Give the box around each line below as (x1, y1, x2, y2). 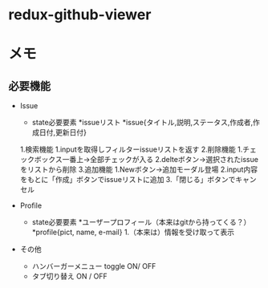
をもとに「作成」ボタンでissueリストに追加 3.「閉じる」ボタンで (19, 175, 236, 185)
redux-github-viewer (8, 6, 152, 24)
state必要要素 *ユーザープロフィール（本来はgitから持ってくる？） (31, 217, 251, 227)
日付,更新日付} (39, 128, 87, 137)
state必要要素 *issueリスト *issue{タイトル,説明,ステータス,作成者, (31, 118, 254, 128)
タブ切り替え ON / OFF (31, 271, 108, 282)
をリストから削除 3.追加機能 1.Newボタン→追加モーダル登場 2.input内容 (19, 164, 258, 174)
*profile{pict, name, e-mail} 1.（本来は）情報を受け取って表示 (31, 227, 235, 237)
